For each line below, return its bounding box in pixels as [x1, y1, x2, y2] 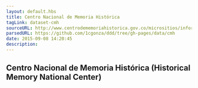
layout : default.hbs [6, 8, 57, 15]
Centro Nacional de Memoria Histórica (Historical [6, 63, 190, 73]
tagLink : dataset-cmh [6, 19, 60, 25]
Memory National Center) [6, 72, 102, 82]
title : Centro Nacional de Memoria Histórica [6, 14, 120, 20]
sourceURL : [6, 25, 33, 31]
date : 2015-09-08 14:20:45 [6, 36, 72, 42]
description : [6, 42, 38, 48]
